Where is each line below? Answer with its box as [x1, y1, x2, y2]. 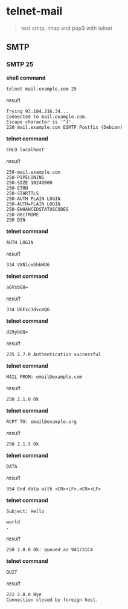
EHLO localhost [6, 146, 45, 153]
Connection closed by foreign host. [6, 597, 98, 603]
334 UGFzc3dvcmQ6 [6, 306, 50, 312]
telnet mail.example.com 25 [6, 86, 77, 92]
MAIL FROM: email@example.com [6, 374, 83, 380]
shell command [6, 74, 46, 81]
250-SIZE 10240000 [6, 179, 53, 186]
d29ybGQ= [6, 329, 28, 335]
